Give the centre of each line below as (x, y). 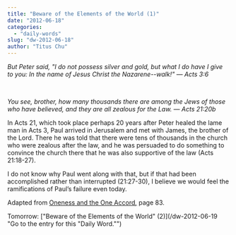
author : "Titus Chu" (38, 47)
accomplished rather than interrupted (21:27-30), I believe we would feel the (118, 181)
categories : (25, 27)
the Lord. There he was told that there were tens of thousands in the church (118, 138)
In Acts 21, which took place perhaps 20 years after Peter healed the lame (115, 123)
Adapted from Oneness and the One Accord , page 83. (86, 203)
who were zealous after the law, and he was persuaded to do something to (116, 145)
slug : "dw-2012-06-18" (41, 40)
